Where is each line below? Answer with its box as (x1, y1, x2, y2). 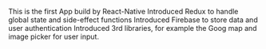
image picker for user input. (8, 32, 100, 41)
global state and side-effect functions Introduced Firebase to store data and (8, 15, 258, 24)
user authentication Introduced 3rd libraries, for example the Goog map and (8, 24, 257, 32)
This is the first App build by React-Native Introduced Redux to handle (8, 7, 239, 16)
